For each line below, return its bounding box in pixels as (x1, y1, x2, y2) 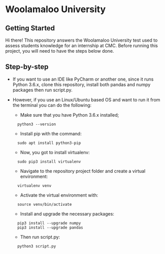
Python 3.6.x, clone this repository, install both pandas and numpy (12, 81, 151, 87)
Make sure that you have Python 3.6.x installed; (20, 112, 119, 118)
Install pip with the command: (20, 130, 82, 136)
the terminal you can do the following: (12, 102, 92, 108)
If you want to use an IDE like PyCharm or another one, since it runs (12, 76, 154, 82)
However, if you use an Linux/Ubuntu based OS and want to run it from (12, 96, 160, 102)
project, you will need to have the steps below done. (5, 48, 114, 54)
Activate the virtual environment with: (20, 192, 99, 198)
